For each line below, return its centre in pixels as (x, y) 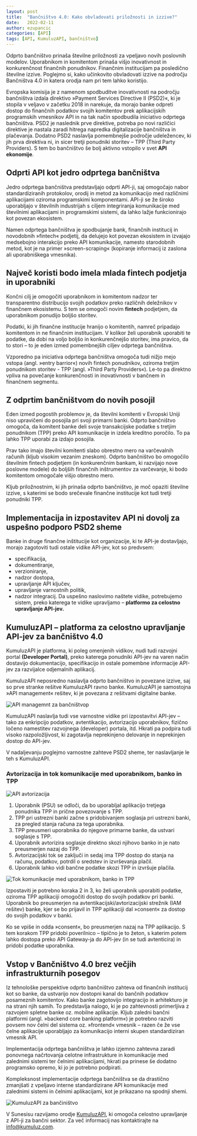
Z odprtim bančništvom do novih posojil (81, 400)
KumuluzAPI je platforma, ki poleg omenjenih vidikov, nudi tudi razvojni (92, 651)
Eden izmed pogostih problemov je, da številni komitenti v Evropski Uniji (93, 414)
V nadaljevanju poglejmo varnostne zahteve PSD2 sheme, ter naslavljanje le (98, 752)
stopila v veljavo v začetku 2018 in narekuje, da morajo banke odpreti (90, 104)
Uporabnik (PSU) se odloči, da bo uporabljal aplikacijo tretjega (90, 805)
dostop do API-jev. (29, 741)
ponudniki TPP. (24, 500)
